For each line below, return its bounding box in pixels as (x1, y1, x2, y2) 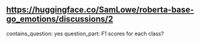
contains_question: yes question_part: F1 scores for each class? (6, 30, 164, 37)
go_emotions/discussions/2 (6, 14, 114, 24)
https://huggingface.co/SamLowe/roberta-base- (6, 5, 194, 15)
